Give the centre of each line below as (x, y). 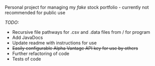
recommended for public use (35, 13)
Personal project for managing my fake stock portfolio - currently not (77, 7)
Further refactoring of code (41, 53)
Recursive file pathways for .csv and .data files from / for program (81, 32)
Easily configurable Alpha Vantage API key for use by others (75, 48)
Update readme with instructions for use (54, 43)
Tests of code (26, 59)
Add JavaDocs (27, 38)
